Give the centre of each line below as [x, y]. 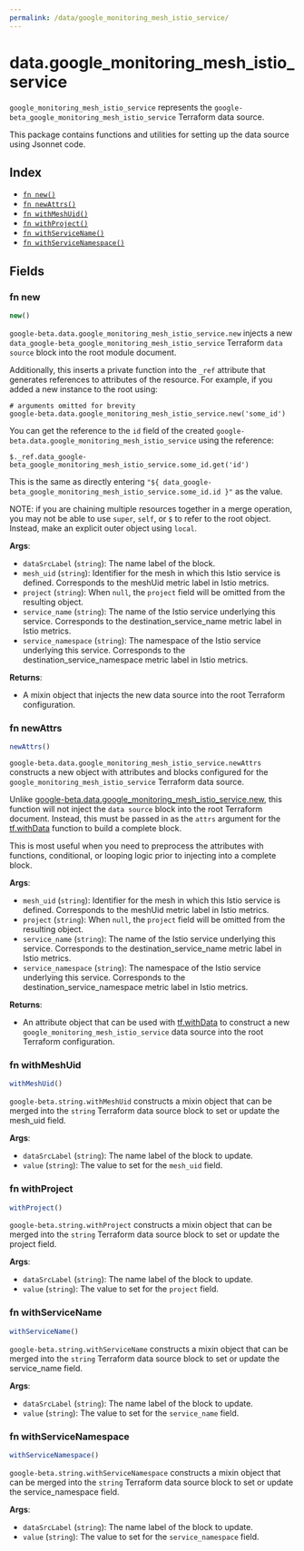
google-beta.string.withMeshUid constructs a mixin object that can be [141, 1101]
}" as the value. [254, 491]
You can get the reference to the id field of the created [112, 430]
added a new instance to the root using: [84, 389]
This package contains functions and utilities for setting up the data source [149, 134]
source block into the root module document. [93, 352]
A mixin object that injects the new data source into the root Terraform [154, 694]
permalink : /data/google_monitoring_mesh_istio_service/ [119, 18]
